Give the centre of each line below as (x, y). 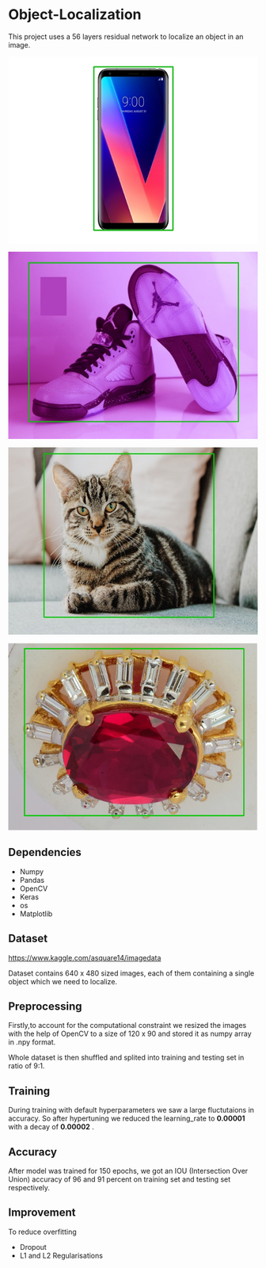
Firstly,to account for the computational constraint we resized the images (127, 1025)
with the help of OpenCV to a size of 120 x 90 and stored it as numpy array (130, 1034)
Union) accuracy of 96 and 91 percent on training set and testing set (120, 1179)
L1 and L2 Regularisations (61, 1255)
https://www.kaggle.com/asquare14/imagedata (85, 957)
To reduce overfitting (42, 1232)
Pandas (32, 880)
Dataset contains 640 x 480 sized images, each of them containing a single (131, 973)
